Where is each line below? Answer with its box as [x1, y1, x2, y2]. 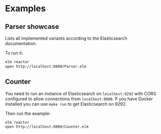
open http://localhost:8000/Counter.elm [5, 124, 89, 130]
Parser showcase [5, 22, 59, 31]
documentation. [5, 41, 37, 46]
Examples [5, 3, 46, 14]
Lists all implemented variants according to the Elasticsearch [5, 35, 127, 41]
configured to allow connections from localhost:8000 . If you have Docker [5, 96, 153, 102]
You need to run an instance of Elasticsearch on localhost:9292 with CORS [5, 90, 157, 96]
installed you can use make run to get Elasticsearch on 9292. [5, 101, 127, 107]
